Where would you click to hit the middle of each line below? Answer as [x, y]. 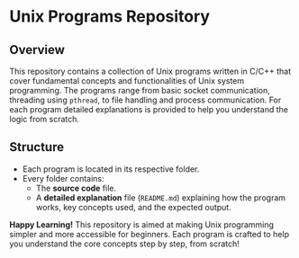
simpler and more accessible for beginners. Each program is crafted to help [149, 234]
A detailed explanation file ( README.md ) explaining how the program [161, 197]
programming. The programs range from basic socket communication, [140, 90]
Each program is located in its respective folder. [111, 169]
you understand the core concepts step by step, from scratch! [125, 244]
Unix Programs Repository [109, 17]
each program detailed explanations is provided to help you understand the [149, 109]
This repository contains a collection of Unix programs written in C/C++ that [150, 71]
